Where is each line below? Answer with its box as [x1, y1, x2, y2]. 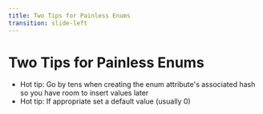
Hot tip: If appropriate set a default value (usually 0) [19, 96, 191, 106]
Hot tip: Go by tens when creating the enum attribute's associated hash [19, 80, 256, 89]
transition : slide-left [8, 19, 88, 27]
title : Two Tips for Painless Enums [8, 11, 131, 20]
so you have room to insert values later [19, 88, 149, 98]
